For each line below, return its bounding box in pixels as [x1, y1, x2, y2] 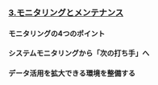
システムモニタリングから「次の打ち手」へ [8, 48, 150, 58]
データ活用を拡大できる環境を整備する [8, 68, 135, 78]
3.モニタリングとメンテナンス [8, 6, 124, 18]
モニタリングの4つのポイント [8, 28, 106, 38]
